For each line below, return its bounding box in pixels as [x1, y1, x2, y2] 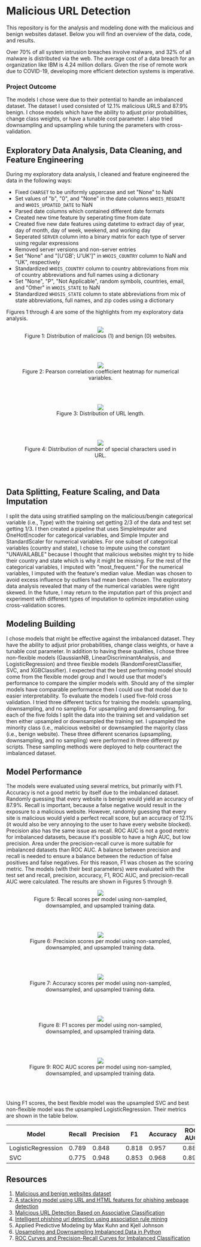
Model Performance [6, 767, 83, 777]
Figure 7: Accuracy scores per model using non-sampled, [29, 980, 172, 987]
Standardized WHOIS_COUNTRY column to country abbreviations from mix [14, 265, 189, 272]
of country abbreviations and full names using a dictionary [14, 271, 159, 279]
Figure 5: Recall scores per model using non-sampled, [33, 896, 167, 903]
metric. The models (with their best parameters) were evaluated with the [6, 865, 185, 872]
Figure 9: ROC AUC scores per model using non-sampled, [29, 1064, 172, 1071]
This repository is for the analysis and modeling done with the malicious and [6, 24, 194, 31]
